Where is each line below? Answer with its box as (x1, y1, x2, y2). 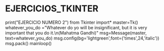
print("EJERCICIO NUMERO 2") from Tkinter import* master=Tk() (5, 19, 138, 25)
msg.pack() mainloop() (5, 40, 52, 46)
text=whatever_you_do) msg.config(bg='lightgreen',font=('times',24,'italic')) (5, 35, 160, 41)
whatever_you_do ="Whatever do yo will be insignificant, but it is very (5, 24, 148, 30)
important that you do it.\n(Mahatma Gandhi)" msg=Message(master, (5, 30, 147, 36)
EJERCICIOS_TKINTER (5, 3, 98, 14)
